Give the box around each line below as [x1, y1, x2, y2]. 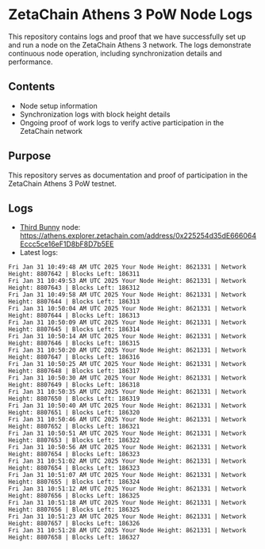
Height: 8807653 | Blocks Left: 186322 [8, 437, 140, 444]
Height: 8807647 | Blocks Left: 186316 [8, 353, 140, 361]
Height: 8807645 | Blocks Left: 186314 [8, 326, 140, 334]
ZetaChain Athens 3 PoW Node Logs [8, 6, 253, 24]
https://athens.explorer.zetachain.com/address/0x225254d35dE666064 [19, 231, 256, 241]
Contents [8, 80, 56, 93]
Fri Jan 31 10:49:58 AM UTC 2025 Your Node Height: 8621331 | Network [8, 291, 247, 299]
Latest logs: [19, 248, 58, 257]
